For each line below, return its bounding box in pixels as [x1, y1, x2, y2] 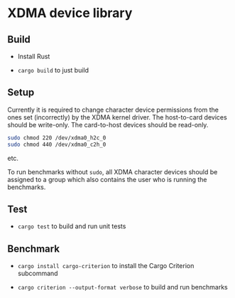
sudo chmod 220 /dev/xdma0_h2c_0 [7, 134, 106, 142]
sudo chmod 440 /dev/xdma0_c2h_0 [7, 141, 106, 148]
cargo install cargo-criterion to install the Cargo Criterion [17, 262, 195, 270]
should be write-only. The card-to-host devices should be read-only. [7, 120, 209, 129]
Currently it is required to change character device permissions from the [7, 105, 219, 114]
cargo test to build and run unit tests [17, 222, 126, 230]
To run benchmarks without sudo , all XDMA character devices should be [7, 167, 218, 176]
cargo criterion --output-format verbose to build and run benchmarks [17, 283, 229, 292]
